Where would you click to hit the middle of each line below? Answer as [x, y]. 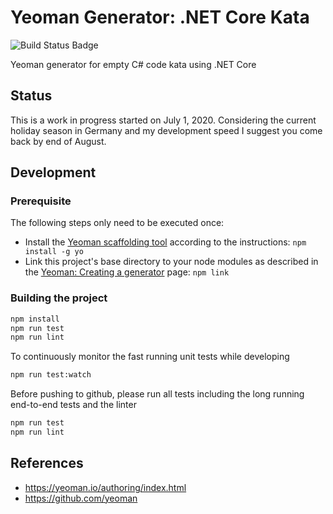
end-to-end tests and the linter [73, 405]
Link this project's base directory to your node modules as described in [171, 262]
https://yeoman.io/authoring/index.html [105, 487]
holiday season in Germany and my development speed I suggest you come [166, 130]
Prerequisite [41, 201]
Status [31, 96]
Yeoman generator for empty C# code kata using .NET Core [133, 64]
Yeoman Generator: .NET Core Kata [160, 17]
